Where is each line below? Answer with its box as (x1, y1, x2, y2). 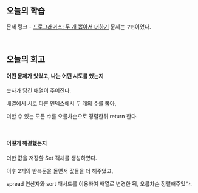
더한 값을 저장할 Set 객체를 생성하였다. (6, 154, 97, 161)
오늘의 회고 (6, 54, 46, 65)
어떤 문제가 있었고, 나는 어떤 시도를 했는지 (6, 72, 104, 80)
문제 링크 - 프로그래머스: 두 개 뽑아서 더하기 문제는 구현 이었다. (6, 23, 151, 30)
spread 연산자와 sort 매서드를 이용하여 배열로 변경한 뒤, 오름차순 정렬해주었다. (6, 180, 193, 187)
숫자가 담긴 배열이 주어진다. (6, 87, 72, 94)
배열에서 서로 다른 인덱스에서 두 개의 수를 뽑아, (6, 100, 117, 107)
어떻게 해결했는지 (6, 140, 47, 147)
